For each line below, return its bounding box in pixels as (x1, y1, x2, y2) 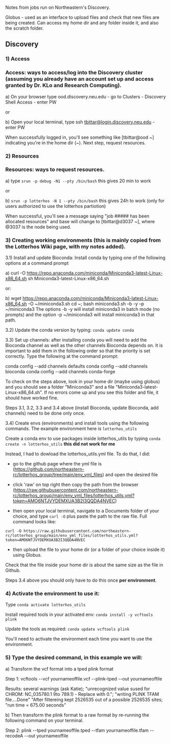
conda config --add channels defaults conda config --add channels (5, 363, 148, 369)
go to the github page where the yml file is (12, 461, 102, 467)
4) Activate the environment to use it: (5, 590, 100, 597)
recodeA (5, 732, 23, 739)
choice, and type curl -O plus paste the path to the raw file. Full (12, 513, 147, 519)
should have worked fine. (5, 395, 59, 401)
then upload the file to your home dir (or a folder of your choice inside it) (12, 546, 165, 552)
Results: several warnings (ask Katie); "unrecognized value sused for (5, 686, 151, 692)
